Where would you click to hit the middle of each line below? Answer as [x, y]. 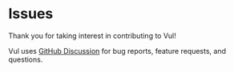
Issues [31, 14]
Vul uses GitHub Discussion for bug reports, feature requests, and [117, 51]
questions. [26, 59]
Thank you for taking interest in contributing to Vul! [92, 36]
